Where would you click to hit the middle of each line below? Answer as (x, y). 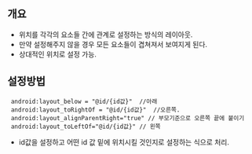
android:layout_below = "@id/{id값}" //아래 (84, 101)
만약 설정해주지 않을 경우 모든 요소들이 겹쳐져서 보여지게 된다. (113, 44)
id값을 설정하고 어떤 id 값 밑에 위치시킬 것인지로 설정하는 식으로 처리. (124, 142)
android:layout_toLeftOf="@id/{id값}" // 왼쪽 (86, 126)
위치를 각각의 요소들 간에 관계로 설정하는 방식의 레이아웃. (106, 35)
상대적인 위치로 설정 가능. (58, 54)
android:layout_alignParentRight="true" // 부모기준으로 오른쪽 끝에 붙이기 (128, 118)
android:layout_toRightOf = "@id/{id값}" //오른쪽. (95, 110)
